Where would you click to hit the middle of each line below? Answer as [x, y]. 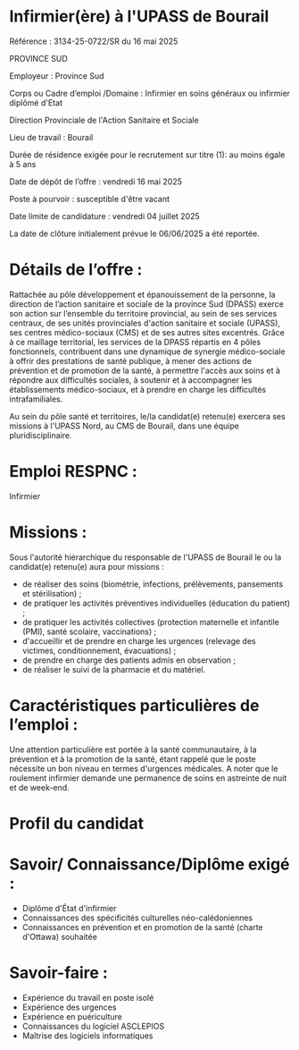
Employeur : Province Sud [57, 76]
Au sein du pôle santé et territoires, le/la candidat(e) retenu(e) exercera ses [147, 416]
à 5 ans [23, 164]
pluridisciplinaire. [41, 435]
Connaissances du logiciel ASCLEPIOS [93, 1026]
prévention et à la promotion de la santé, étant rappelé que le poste [133, 758]
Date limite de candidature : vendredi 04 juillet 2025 [105, 216]
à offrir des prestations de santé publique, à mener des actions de [131, 360]
